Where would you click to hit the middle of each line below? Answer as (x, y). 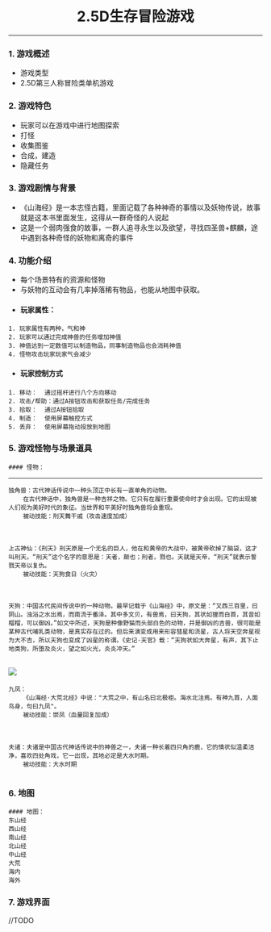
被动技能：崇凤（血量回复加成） (68, 715)
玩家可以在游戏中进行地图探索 (69, 125)
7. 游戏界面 (29, 902)
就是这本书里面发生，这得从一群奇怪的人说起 (94, 217)
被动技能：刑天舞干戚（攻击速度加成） (77, 516)
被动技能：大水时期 (50, 765)
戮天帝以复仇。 (29, 566)
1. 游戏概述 (29, 53)
